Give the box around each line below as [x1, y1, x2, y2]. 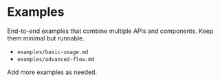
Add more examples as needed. [7, 68, 98, 76]
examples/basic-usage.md [16, 49, 89, 56]
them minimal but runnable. [7, 34, 85, 42]
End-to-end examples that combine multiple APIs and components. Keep [7, 27, 214, 35]
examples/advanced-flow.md [16, 56, 95, 62]
